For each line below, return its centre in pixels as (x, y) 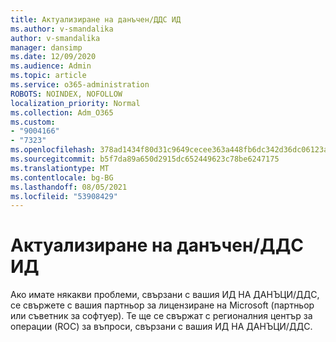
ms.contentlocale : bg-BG (62, 177)
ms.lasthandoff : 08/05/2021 (69, 187)
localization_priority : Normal (75, 103)
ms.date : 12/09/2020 (53, 57)
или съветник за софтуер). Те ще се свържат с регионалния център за (161, 316)
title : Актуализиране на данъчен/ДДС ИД (96, 19)
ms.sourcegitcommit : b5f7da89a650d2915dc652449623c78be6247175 (145, 159)
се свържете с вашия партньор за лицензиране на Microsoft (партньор (162, 305)
